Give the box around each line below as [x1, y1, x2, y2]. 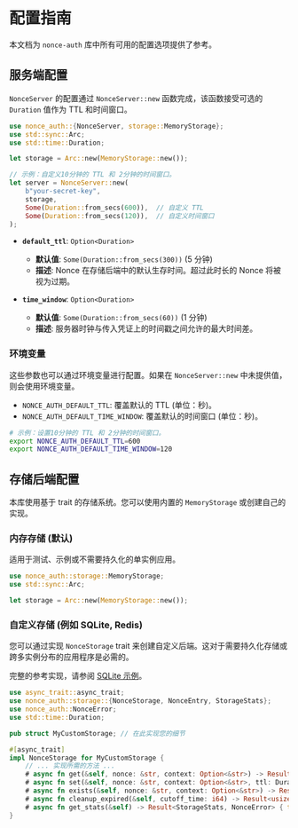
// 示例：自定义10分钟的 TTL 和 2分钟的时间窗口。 [9, 170, 176, 179]
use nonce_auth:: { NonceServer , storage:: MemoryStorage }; [9, 122, 224, 130]
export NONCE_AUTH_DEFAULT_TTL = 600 [9, 437, 141, 446]
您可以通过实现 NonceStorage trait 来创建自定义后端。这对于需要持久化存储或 [9, 641, 288, 651]
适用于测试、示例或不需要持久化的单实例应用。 [9, 554, 180, 564]
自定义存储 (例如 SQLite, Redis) [9, 619, 144, 631]
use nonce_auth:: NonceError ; [9, 705, 117, 714]
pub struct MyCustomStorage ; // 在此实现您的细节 [9, 729, 186, 737]
